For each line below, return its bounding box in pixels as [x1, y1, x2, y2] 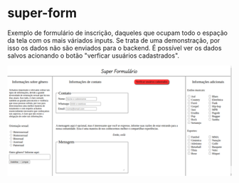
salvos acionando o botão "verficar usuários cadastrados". [7, 51, 180, 60]
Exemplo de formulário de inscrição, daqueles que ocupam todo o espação [7, 28, 228, 37]
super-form [7, 5, 77, 21]
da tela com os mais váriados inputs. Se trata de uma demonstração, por [7, 36, 221, 44]
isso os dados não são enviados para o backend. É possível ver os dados [7, 43, 222, 52]
